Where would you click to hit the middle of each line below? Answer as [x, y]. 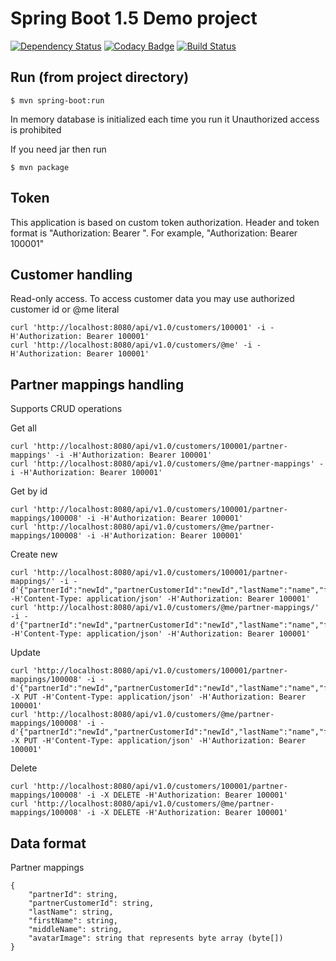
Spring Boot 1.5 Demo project [134, 18]
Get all [23, 428]
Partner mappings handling [97, 384]
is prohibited [36, 129]
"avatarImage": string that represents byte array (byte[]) [156, 938]
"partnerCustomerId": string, [91, 903]
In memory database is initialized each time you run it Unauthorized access [165, 119]
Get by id [29, 491]
